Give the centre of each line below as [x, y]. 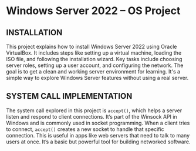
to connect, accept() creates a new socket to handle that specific [85, 129]
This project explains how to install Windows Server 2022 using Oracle [92, 46]
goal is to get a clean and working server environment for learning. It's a [93, 71]
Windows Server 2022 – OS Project [93, 11]
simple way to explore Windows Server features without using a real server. [97, 78]
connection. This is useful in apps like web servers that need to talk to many [98, 135]
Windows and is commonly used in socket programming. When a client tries [98, 123]
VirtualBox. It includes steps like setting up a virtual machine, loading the [94, 53]
